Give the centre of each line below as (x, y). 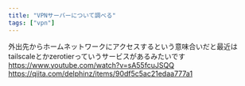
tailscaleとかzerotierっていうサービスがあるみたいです (97, 56)
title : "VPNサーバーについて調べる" (62, 15)
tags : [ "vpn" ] (32, 23)
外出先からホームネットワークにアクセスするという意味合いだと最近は (123, 46)
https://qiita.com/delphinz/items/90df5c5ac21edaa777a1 (101, 73)
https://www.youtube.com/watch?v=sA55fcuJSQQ (91, 65)
